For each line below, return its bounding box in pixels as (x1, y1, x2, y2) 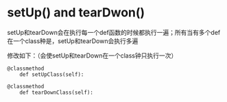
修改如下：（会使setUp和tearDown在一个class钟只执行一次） (7, 51, 178, 60)
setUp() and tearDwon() (7, 5, 145, 21)
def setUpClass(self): (19, 71, 84, 78)
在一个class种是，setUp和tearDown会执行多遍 (7, 36, 139, 45)
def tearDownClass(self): (19, 89, 94, 96)
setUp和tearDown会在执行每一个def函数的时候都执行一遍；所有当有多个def (7, 28, 221, 36)
